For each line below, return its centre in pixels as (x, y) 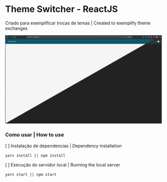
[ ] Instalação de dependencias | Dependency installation (63, 146)
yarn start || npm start (31, 175)
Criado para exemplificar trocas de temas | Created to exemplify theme (78, 23)
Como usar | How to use (35, 135)
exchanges (16, 28)
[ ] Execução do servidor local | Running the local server (63, 165)
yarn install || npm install (35, 156)
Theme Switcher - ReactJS (62, 9)
